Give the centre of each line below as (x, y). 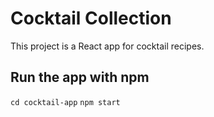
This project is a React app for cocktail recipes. (107, 46)
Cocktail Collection (91, 18)
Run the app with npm (80, 77)
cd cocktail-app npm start (65, 102)
